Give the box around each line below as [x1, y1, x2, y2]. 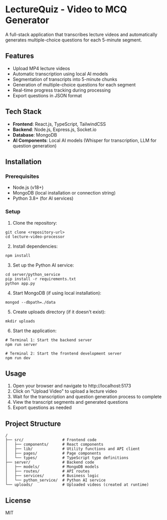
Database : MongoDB [12, 132, 58, 138]
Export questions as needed [12, 404, 72, 410]
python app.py [5, 280, 36, 286]
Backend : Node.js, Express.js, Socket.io [12, 126, 97, 133]
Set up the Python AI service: [12, 262, 74, 268]
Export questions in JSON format [12, 92, 82, 98]
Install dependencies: [12, 243, 58, 249]
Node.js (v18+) [12, 184, 44, 190]
